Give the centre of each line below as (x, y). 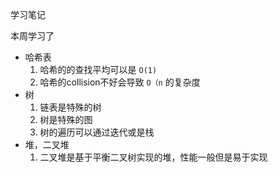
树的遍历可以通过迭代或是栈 (97, 132)
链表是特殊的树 (70, 107)
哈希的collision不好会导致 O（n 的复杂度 (120, 82)
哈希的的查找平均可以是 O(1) (98, 69)
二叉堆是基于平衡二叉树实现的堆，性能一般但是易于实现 (153, 157)
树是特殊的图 (66, 119)
